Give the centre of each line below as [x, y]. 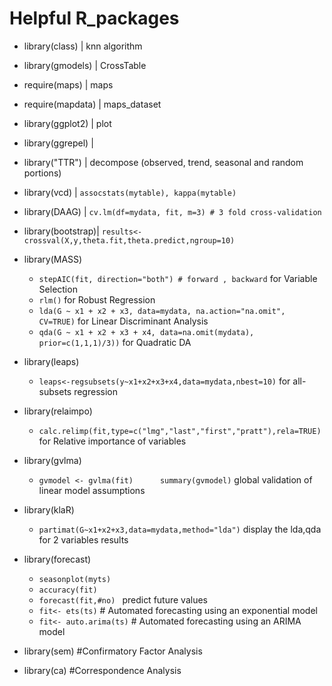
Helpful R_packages [94, 18]
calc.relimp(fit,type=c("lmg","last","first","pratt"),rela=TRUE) [180, 431]
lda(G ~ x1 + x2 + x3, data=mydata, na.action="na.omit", [162, 311]
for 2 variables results [83, 539]
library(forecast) [57, 559]
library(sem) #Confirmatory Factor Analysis [113, 651]
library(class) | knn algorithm [83, 46]
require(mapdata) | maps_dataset [92, 104]
